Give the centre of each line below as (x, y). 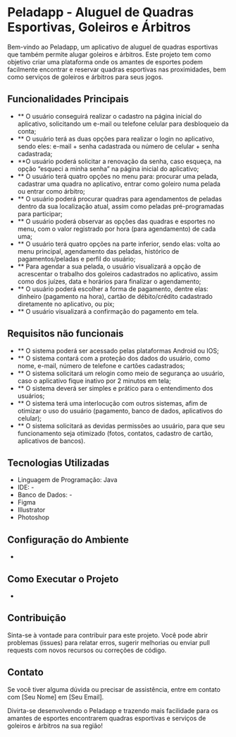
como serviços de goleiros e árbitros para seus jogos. (86, 77)
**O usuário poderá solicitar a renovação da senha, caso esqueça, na (119, 161)
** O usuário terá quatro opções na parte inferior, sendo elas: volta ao (119, 244)
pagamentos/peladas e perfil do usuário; (76, 259)
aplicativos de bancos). (51, 441)
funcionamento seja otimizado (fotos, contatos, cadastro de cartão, (115, 433)
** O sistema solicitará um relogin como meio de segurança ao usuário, (121, 373)
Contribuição (37, 618)
